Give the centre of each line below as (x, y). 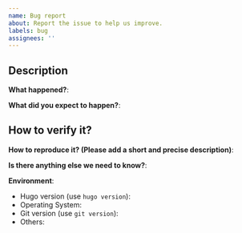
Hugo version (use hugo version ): (75, 196)
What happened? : (39, 90)
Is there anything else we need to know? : (78, 165)
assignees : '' (32, 38)
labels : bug (28, 30)
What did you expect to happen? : (65, 106)
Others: (32, 222)
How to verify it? (50, 130)
